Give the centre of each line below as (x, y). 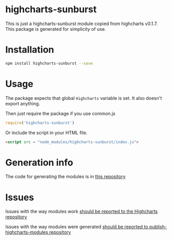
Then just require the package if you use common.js (60, 113)
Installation (30, 50)
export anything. (23, 103)
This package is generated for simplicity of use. (56, 29)
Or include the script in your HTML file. (46, 133)
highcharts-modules (27, 232)
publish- (158, 227)
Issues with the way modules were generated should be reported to (77, 227)
